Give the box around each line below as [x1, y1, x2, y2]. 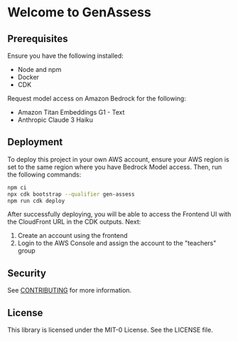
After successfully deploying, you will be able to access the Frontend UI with [7, 210, 232, 219]
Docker [17, 73, 40, 81]
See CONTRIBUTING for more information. [7, 286, 132, 295]
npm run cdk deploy [7, 197, 65, 204]
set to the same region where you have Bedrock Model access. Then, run [7, 162, 222, 171]
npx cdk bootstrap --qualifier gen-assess [7, 190, 135, 198]
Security [7, 267, 46, 279]
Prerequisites [7, 33, 68, 45]
